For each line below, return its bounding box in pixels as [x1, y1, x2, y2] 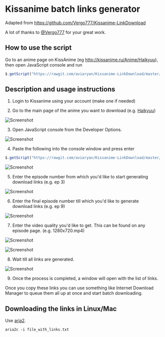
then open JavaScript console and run [5, 62, 82, 67]
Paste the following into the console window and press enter [12, 146, 135, 152]
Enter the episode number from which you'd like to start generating [12, 174, 148, 180]
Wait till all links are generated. [12, 256, 75, 262]
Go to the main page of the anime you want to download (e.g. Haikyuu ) [12, 107, 156, 114]
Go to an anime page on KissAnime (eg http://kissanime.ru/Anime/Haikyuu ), [5, 57, 158, 63]
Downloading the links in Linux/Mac [5, 304, 117, 313]
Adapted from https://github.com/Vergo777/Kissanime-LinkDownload [5, 20, 146, 26]
